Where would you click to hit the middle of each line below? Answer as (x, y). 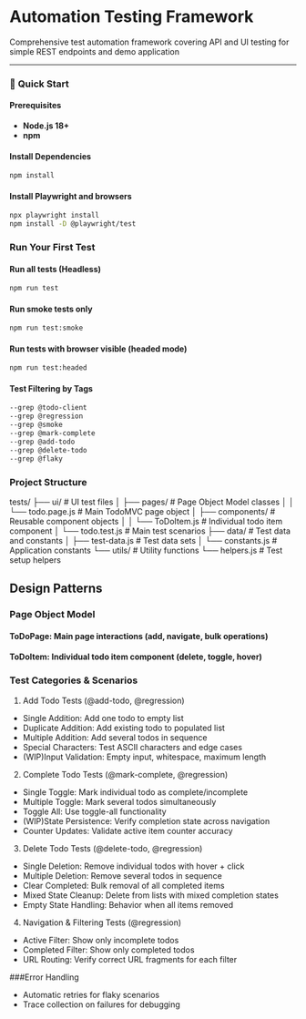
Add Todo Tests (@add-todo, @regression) (103, 700)
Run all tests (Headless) (56, 269)
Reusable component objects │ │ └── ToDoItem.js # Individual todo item (146, 521)
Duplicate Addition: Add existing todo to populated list (124, 728)
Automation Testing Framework (132, 17)
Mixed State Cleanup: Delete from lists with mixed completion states (151, 895)
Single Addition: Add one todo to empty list (103, 718)
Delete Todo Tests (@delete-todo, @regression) (112, 848)
